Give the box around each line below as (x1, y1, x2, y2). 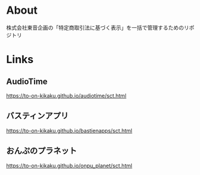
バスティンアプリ (6, 111, 69, 121)
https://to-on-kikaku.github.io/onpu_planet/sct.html (6, 162, 133, 169)
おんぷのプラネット (6, 146, 77, 156)
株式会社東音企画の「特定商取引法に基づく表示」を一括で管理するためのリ (6, 24, 189, 31)
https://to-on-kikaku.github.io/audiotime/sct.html (6, 92, 127, 99)
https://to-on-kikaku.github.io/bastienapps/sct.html (6, 127, 133, 134)
